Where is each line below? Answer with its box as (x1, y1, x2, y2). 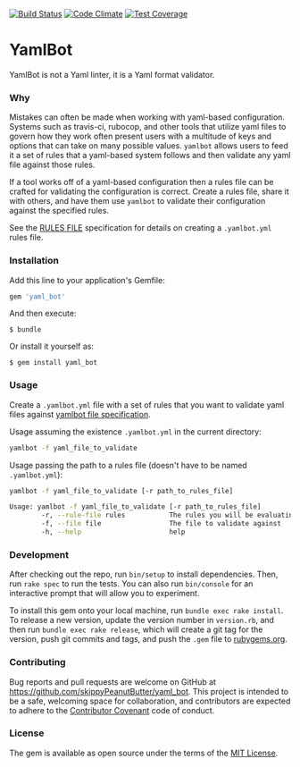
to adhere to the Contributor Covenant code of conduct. (9, 704, 215, 715)
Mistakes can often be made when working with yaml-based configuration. (9, 112, 286, 122)
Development (9, 548, 70, 560)
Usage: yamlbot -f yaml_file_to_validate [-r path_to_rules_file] (9, 502, 262, 511)
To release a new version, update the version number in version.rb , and (9, 615, 275, 626)
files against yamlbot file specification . (9, 409, 151, 419)
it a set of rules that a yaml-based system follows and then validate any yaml (9, 150, 291, 161)
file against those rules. (9, 159, 96, 170)
